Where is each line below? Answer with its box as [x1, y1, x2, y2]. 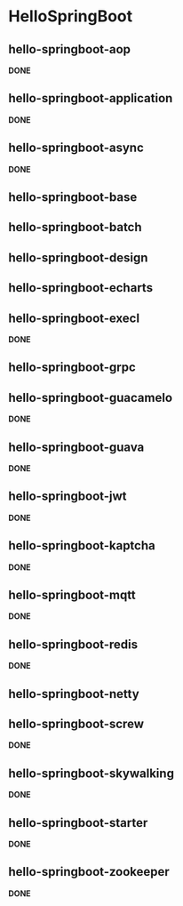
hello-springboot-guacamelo [8, 389, 173, 405]
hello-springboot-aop [8, 42, 131, 57]
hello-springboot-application [8, 91, 173, 106]
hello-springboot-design [8, 250, 148, 265]
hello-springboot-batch [8, 220, 143, 235]
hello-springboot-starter [8, 815, 148, 830]
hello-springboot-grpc [8, 360, 137, 375]
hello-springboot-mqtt [8, 588, 137, 603]
